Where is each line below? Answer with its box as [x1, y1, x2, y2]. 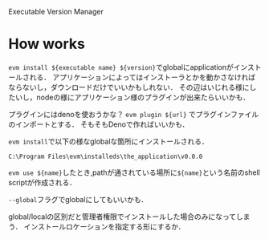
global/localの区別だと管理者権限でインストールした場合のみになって [8, 212, 237, 221]
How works [8, 35, 86, 53]
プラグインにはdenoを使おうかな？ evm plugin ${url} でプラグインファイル [8, 109, 259, 119]
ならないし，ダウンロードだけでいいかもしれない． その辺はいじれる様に [8, 82, 250, 91]
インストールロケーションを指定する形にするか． [23, 221, 185, 231]
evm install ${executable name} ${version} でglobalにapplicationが [8, 62, 234, 71]
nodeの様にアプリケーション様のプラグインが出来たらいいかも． [35, 92, 251, 102]
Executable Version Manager [8, 7, 104, 16]
